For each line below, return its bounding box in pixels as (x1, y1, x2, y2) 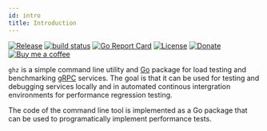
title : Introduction (8, 19, 78, 27)
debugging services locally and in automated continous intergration (8, 81, 231, 91)
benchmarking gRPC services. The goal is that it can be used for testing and (8, 73, 260, 83)
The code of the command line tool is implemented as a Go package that (8, 105, 248, 115)
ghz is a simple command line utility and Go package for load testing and (8, 64, 246, 74)
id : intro (8, 11, 42, 20)
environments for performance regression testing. (8, 90, 173, 99)
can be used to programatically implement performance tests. (8, 114, 212, 123)
